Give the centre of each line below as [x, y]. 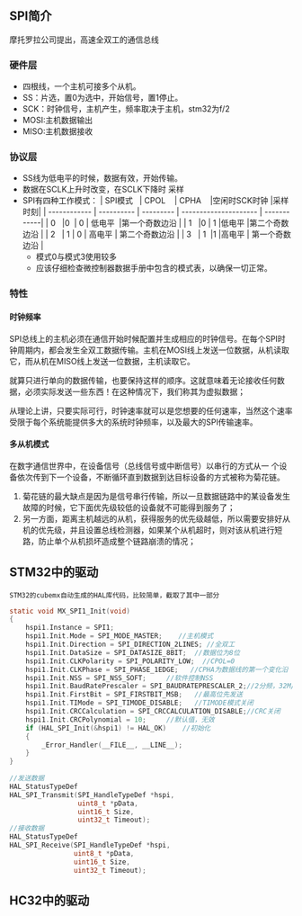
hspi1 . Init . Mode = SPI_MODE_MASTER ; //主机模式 [120, 636]
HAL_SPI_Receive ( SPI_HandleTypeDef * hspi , [90, 845]
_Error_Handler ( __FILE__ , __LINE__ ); [112, 745]
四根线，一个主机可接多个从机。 [81, 86]
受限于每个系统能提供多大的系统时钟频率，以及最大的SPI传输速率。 [133, 422]
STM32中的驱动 [54, 573]
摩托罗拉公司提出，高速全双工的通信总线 [84, 40]
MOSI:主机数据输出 [57, 121]
